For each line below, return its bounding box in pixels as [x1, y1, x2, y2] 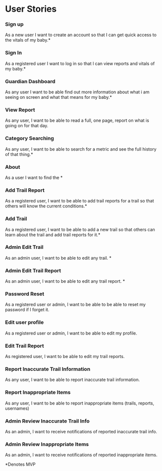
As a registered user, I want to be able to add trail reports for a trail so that [5, 198, 154, 204]
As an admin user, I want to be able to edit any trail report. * [5, 278, 125, 284]
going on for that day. [5, 123, 48, 129]
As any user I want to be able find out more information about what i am [5, 89, 150, 95]
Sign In [5, 49, 22, 56]
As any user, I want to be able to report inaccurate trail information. [5, 377, 140, 382]
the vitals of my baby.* [5, 37, 50, 43]
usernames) [5, 405, 29, 411]
